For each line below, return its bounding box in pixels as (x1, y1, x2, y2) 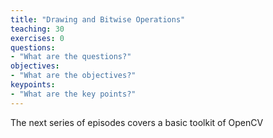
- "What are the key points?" (10, 89, 137, 99)
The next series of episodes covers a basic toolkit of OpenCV (10, 116, 264, 128)
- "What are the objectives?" (10, 71, 137, 81)
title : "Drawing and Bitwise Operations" (10, 14, 186, 25)
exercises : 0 (10, 33, 65, 43)
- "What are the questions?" (10, 52, 132, 62)
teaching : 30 (10, 24, 65, 34)
